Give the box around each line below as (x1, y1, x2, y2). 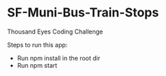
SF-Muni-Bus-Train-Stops (7, 5, 159, 21)
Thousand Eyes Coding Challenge (7, 27, 104, 36)
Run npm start (16, 61, 58, 69)
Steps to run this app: (7, 40, 68, 49)
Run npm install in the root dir (16, 53, 101, 62)
